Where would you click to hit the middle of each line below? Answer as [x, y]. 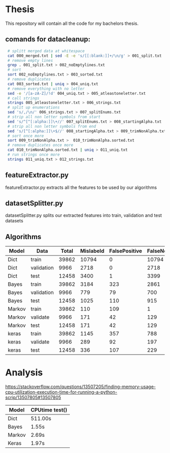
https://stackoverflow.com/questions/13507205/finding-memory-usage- [80, 387]
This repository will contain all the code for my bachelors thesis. [72, 23]
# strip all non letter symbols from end [52, 126]
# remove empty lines [30, 60]
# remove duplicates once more [40, 145]
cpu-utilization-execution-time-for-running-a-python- [61, 392]
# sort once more [26, 136]
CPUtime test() [49, 410]
